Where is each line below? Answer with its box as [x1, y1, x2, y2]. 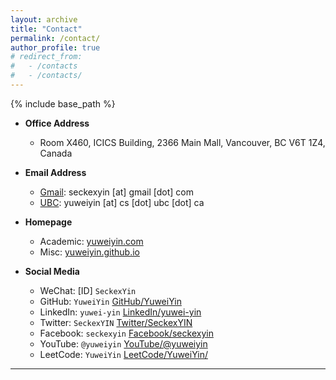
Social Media [24, 265, 80, 277]
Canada [39, 147, 73, 159]
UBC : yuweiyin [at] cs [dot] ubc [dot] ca [39, 196, 205, 208]
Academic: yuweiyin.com [39, 235, 144, 247]
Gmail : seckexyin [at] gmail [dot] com [39, 186, 195, 198]
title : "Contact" [10, 24, 83, 34]
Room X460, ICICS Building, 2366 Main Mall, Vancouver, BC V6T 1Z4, [39, 136, 326, 148]
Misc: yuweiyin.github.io [39, 246, 140, 258]
